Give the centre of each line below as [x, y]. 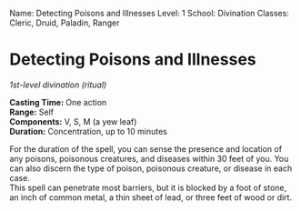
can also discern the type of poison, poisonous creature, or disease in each [151, 168]
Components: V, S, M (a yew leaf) [73, 121]
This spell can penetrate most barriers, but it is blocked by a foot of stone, [148, 187]
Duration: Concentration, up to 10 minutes [89, 131]
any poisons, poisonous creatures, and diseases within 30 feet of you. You [149, 158]
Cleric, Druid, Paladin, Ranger [65, 23]
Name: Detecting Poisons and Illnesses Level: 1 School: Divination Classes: [149, 13]
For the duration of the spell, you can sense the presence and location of [146, 148]
